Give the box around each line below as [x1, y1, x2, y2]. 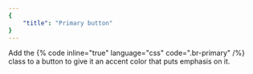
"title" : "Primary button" [22, 19, 113, 27]
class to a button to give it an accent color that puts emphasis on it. [8, 56, 231, 66]
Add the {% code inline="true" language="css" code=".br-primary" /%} [8, 49, 246, 58]
